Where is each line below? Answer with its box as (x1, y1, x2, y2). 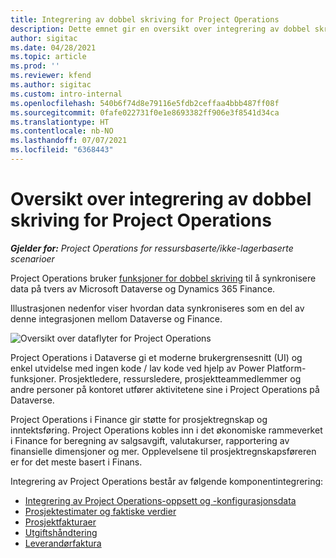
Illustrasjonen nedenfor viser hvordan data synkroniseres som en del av (10, 302, 305, 314)
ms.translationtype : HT (10, 117, 110, 127)
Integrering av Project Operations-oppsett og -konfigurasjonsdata (24, 494, 297, 506)
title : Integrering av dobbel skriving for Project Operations (10, 14, 280, 25)
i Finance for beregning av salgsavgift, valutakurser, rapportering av (10, 434, 290, 446)
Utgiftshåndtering (24, 526, 98, 538)
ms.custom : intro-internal (10, 89, 123, 99)
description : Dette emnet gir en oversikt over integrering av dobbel (10, 24, 311, 34)
